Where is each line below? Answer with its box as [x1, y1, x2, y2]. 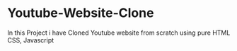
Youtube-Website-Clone [7, 5, 154, 21]
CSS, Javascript [7, 35, 54, 44]
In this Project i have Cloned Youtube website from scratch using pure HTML [7, 28, 231, 37]
